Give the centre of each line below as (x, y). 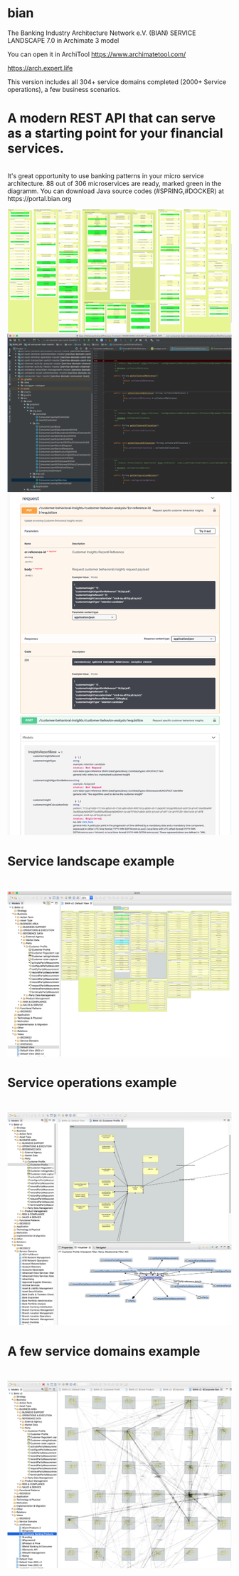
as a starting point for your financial (115, 134)
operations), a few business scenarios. (64, 89)
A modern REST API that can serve (111, 118)
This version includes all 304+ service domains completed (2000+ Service (117, 82)
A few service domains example (104, 1351)
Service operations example (92, 1083)
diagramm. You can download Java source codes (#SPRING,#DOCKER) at (116, 191)
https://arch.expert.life (40, 68)
